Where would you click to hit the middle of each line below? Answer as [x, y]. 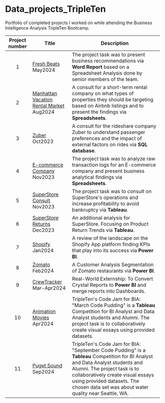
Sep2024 [43, 371]
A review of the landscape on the [110, 238]
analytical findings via [97, 177]
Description [115, 43]
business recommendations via [108, 61]
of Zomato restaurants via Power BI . [114, 270]
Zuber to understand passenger [109, 132]
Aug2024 [43, 112]
